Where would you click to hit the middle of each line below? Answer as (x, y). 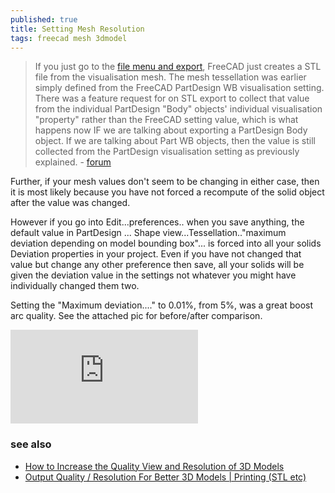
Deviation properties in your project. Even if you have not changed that (156, 254)
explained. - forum (73, 162)
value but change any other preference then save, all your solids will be (157, 265)
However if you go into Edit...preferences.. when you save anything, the (157, 222)
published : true (44, 19)
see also (31, 444)
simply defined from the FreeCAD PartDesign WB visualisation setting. (179, 88)
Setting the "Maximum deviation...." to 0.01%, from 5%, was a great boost (162, 305)
